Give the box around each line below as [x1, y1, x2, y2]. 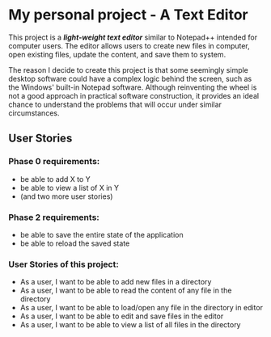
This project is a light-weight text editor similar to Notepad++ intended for [8, 32, 257, 42]
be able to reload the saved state [19, 238, 130, 248]
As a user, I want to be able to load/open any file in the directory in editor [19, 303, 263, 313]
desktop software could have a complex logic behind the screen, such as [8, 74, 252, 83]
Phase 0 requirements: [8, 156, 100, 167]
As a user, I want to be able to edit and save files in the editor [19, 311, 224, 321]
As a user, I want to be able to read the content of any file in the [19, 285, 232, 296]
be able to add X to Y [19, 174, 91, 183]
